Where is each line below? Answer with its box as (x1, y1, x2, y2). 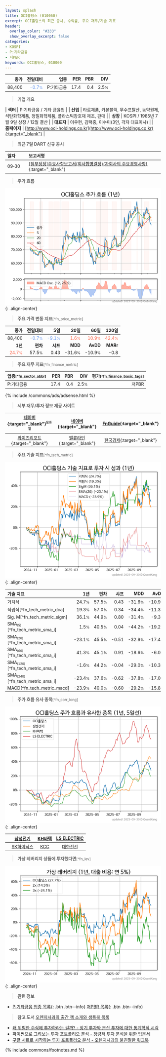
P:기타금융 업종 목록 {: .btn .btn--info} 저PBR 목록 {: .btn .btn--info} (12, 1004, 143, 1010)
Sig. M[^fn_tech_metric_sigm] (7, 614, 68, 620)
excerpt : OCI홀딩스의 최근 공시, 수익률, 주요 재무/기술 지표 (5, 18, 116, 23)
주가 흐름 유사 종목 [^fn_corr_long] (17, 697, 78, 703)
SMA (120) (7, 659, 26, 666)
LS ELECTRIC (56, 835, 84, 841)
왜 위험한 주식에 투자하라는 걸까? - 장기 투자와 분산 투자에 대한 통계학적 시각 (12, 1024, 159, 1030)
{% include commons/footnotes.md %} (5, 1047, 85, 1053)
